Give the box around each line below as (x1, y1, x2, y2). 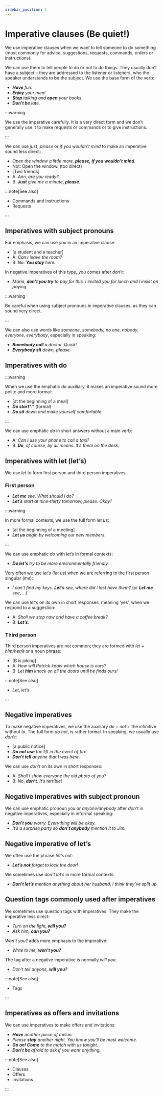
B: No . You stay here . (12, 259, 56, 265)
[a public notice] (12, 743, 46, 749)
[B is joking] (12, 658, 37, 663)
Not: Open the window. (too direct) (12, 163, 82, 169)
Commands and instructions (12, 198, 70, 204)
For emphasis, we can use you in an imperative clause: (5, 240, 116, 246)
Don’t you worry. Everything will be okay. (12, 820, 96, 826)
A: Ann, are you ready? (12, 174, 59, 179)
